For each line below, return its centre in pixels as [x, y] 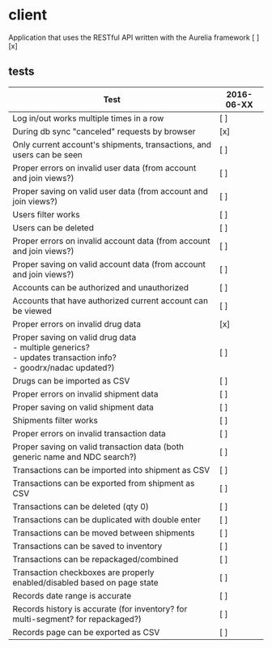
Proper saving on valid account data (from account [109, 264]
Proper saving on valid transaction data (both [98, 446]
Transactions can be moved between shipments [104, 533]
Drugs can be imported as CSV [71, 380]
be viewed [32, 311]
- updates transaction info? [65, 357]
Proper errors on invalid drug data [77, 324]
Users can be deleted [53, 227]
